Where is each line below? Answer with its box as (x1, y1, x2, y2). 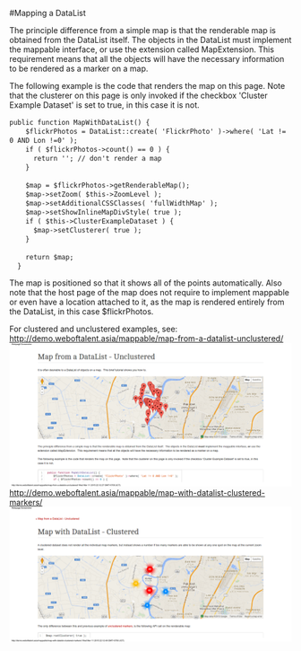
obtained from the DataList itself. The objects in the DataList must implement (9, 35, 292, 45)
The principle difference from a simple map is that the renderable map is (9, 25, 276, 35)
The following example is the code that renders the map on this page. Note (9, 81, 286, 91)
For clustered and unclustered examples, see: (9, 323, 178, 334)
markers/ (9, 497, 43, 508)
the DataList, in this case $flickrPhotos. (9, 306, 154, 317)
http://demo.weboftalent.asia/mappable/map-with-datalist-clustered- (9, 488, 266, 498)
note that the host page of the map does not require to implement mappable (9, 287, 289, 297)
